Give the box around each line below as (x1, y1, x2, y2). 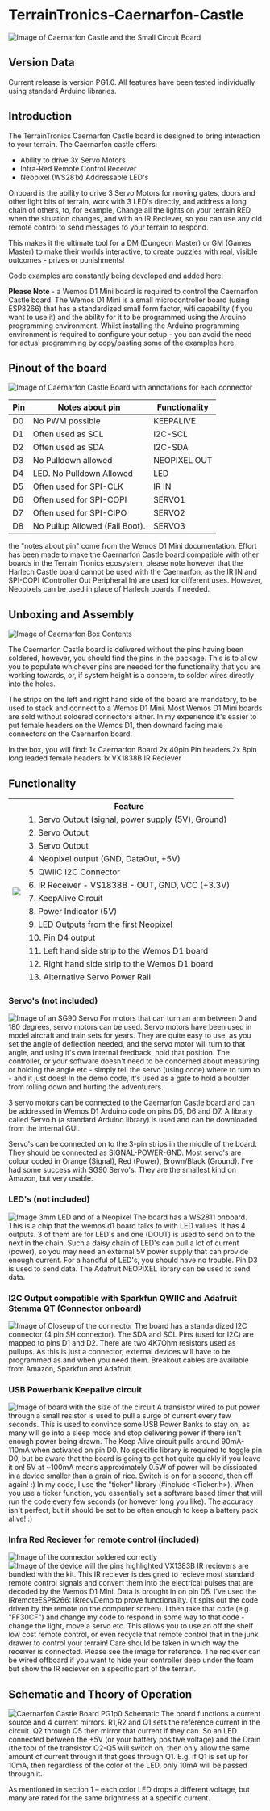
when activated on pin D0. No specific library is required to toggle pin (31, 1445, 263, 1455)
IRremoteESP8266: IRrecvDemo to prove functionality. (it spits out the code (8, 1595, 259, 1605)
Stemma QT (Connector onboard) (8, 1303, 143, 1314)
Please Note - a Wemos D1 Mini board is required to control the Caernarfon (8, 286, 259, 296)
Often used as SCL (32, 428, 104, 440)
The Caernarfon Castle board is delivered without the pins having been (8, 645, 244, 655)
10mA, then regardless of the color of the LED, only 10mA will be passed (8, 1760, 247, 1771)
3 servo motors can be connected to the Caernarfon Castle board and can (8, 1097, 255, 1108)
